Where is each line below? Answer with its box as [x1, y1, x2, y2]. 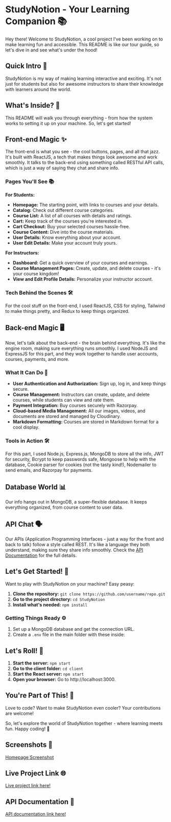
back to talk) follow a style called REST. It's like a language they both [5, 542, 150, 547]
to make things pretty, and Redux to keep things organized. [5, 308, 130, 314]
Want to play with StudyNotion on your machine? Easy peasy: [5, 580, 135, 587]
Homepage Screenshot [5, 754, 54, 760]
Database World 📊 [5, 483, 66, 491]
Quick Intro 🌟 [5, 62, 47, 70]
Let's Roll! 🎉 [5, 646, 44, 655]
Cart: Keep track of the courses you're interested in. [12, 218, 123, 224]
